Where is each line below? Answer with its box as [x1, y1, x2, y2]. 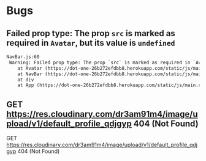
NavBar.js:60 [6, 54, 40, 60]
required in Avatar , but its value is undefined [6, 37, 175, 48]
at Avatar [17, 65, 43, 71]
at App [17, 82, 34, 89]
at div [17, 77, 34, 83]
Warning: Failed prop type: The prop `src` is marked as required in [9, 59, 191, 66]
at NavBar [17, 71, 43, 77]
